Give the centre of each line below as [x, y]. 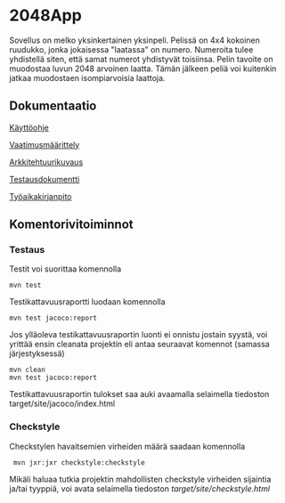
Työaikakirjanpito [41, 196]
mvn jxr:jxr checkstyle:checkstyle [79, 462]
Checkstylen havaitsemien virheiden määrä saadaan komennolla [127, 446]
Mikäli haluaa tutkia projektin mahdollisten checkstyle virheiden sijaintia [140, 479]
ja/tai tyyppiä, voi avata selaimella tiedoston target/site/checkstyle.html [139, 488]
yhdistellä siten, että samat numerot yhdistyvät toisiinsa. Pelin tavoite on [141, 59]
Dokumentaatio [53, 106]
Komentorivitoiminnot [71, 225]
